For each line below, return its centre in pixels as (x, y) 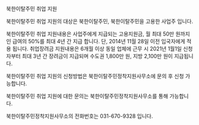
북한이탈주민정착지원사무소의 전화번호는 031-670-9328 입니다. (80, 116)
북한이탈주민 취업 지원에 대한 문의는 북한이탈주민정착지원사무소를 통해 (87, 96)
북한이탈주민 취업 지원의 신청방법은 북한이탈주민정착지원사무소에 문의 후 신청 (95, 76)
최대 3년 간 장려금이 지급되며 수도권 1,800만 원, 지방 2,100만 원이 (97, 56)
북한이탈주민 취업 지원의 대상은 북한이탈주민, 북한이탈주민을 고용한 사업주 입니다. (100, 21)
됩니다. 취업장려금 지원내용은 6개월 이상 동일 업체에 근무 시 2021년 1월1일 (97, 49)
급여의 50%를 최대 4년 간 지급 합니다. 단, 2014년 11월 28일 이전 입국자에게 (99, 41)
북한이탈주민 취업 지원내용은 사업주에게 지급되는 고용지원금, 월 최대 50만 (90, 34)
